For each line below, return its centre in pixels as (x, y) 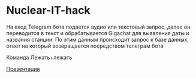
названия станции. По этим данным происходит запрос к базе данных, (97, 39)
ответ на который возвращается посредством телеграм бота (85, 46)
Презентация (23, 68)
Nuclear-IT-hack (49, 10)
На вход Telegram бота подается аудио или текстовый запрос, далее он (98, 27)
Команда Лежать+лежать (39, 57)
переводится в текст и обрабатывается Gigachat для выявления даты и (98, 33)
